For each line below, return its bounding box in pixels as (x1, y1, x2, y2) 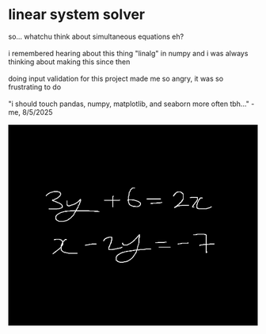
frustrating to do (8, 82, 62, 92)
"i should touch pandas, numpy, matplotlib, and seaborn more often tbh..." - (8, 99, 255, 108)
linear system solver (8, 6, 146, 24)
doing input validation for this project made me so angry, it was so (8, 74, 224, 83)
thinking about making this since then (8, 57, 131, 66)
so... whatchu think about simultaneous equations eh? (8, 32, 184, 41)
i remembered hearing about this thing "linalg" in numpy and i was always (8, 48, 249, 58)
